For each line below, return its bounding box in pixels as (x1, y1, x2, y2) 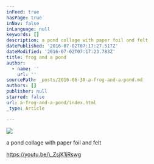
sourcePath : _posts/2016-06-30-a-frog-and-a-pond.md (6, 77, 143, 83)
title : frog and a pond (6, 54, 67, 60)
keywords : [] (6, 32, 40, 38)
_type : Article (6, 105, 45, 112)
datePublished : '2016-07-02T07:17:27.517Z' (6, 43, 119, 49)
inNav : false (6, 20, 40, 26)
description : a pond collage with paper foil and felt (6, 37, 149, 43)
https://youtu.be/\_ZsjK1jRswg (6, 151, 82, 158)
